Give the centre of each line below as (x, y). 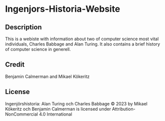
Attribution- (124, 109)
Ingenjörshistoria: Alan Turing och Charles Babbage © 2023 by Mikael (76, 103)
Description (23, 27)
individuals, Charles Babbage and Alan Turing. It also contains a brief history (82, 44)
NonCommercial (22, 114)
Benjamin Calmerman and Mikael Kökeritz (48, 76)
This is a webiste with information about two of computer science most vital (82, 39)
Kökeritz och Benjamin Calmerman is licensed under (58, 109)
